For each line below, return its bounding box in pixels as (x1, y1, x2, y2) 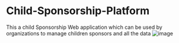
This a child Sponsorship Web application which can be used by (6, 24, 163, 31)
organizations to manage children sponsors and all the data (6, 29, 151, 37)
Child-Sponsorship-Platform (6, 4, 150, 18)
